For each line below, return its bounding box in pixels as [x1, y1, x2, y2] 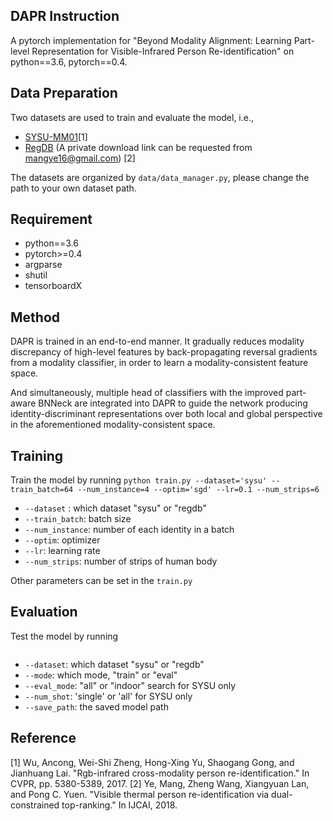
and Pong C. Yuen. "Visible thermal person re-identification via [10, 788, 270, 800]
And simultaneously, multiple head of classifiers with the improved [10, 387, 284, 399]
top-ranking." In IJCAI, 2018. [61, 799, 178, 811]
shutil [24, 269, 48, 281]
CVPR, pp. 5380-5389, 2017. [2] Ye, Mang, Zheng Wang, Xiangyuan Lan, [10, 777, 310, 789]
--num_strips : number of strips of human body [24, 555, 218, 568]
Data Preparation [10, 85, 118, 102]
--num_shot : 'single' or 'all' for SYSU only [24, 690, 193, 702]
